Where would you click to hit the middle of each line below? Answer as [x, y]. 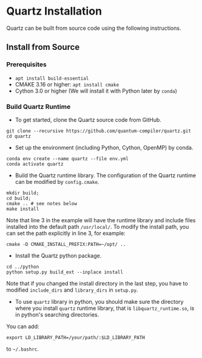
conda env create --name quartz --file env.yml [68, 159]
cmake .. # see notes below [42, 203]
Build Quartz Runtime [39, 107]
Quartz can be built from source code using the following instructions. [94, 28]
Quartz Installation [54, 11]
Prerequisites [26, 65]
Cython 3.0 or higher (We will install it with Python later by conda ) [96, 91]
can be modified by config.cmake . [57, 181]
